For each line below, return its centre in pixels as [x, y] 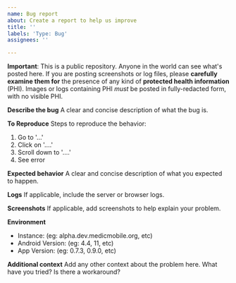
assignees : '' [28, 40]
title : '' [22, 27]
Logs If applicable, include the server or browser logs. [86, 195]
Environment [26, 222]
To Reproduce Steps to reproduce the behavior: [77, 124]
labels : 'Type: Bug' [38, 34]
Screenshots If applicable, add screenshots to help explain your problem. [114, 208]
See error [31, 160]
